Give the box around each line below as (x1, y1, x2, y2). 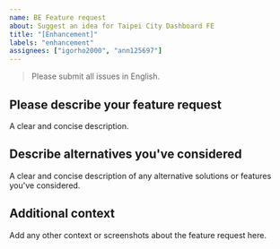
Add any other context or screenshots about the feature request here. (9, 229, 267, 240)
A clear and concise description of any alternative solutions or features (9, 170, 272, 181)
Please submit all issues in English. (31, 71, 161, 82)
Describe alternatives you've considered (9, 147, 242, 162)
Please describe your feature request (9, 97, 223, 112)
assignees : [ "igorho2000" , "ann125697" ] (9, 47, 163, 56)
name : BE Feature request (9, 13, 106, 22)
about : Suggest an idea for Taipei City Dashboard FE (9, 21, 215, 30)
